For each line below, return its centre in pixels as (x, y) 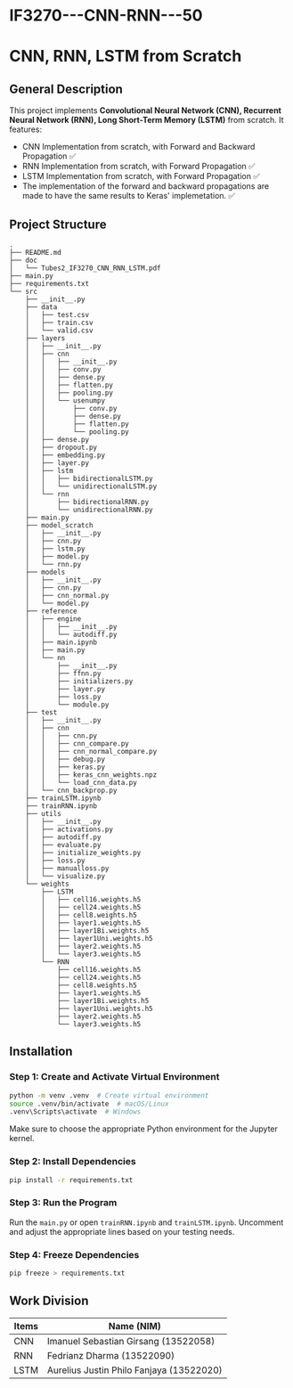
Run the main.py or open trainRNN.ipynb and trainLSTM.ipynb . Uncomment (146, 1222)
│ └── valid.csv (59, 331)
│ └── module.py (67, 705)
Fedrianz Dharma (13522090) (111, 1355)
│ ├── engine (53, 619)
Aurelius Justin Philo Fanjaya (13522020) (135, 1370)
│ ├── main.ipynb (61, 642)
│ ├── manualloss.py (67, 869)
